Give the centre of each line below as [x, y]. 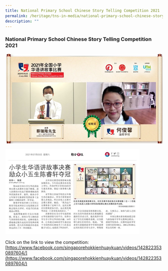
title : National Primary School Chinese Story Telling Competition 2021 [82, 11]
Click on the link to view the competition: [47, 242]
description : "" [22, 21]
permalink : [16, 16]
